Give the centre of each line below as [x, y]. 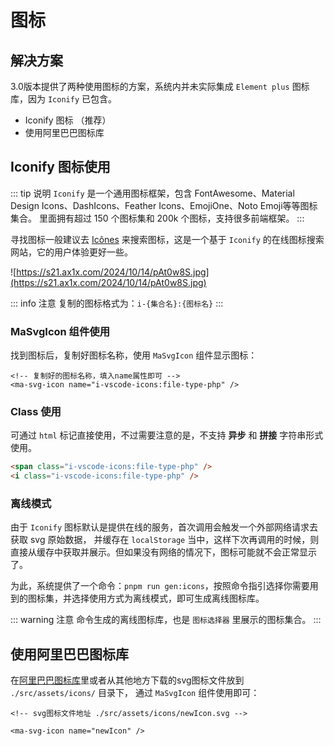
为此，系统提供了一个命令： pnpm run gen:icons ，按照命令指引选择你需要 [160, 586]
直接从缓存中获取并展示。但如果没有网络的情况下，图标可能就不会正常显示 [163, 552]
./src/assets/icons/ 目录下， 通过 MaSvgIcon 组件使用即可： [135, 693]
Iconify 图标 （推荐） [68, 120]
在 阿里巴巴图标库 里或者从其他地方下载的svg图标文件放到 [127, 680]
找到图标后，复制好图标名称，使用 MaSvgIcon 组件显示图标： [134, 355]
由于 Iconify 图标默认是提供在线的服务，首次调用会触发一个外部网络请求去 [164, 527]
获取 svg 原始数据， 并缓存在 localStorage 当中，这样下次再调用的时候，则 [165, 540]
